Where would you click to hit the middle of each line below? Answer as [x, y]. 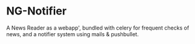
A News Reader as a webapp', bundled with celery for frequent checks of [98, 28]
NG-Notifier [36, 11]
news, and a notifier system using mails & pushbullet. [73, 34]
